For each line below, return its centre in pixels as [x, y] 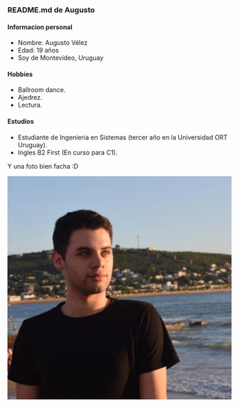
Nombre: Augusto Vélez [52, 43]
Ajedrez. [30, 97]
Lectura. [30, 105]
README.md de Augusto [51, 10]
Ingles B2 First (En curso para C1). [68, 152]
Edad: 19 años [38, 51]
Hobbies [20, 74]
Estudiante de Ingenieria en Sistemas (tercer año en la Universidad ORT [122, 137]
